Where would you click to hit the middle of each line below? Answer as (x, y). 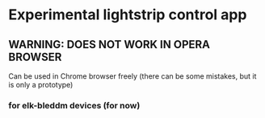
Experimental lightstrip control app (128, 15)
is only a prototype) (41, 85)
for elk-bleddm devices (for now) (74, 105)
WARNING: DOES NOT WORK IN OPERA (109, 45)
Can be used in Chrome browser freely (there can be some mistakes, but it (132, 76)
